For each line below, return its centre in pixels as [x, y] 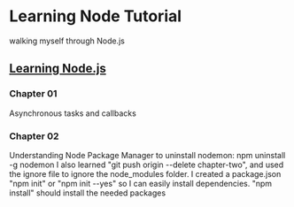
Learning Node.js [58, 69]
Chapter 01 [33, 94]
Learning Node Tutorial [96, 16]
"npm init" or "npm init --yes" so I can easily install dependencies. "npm [141, 183]
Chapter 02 [34, 136]
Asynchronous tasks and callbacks [73, 113]
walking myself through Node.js [67, 41]
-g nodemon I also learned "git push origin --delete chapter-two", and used [147, 165]
